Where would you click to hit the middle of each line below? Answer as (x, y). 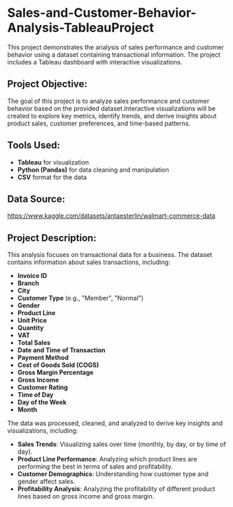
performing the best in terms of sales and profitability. (95, 466)
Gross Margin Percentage (55, 373)
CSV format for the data (52, 177)
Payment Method (43, 358)
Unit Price (32, 321)
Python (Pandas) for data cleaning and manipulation (93, 169)
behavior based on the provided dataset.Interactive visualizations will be (111, 108)
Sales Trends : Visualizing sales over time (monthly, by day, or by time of (121, 444)
